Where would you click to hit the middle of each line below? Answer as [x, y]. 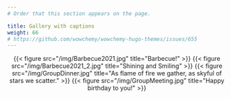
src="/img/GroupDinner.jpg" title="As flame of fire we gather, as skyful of [117, 73]
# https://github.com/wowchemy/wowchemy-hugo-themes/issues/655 [102, 39]
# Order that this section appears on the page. [79, 13]
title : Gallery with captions [51, 26]
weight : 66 [23, 33]
